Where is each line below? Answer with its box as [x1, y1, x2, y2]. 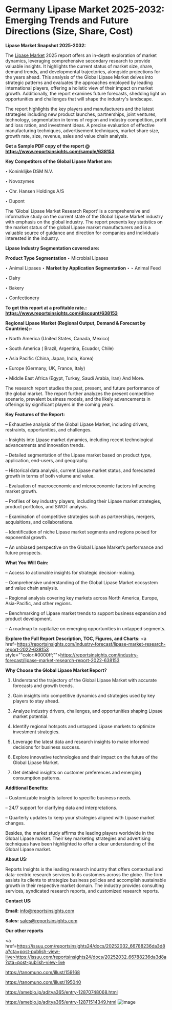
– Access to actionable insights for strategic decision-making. [5, 569, 136, 575]
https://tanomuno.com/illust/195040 [5, 979, 81, 985]
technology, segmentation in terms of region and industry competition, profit [5, 116, 167, 122]
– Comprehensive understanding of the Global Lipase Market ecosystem [5, 579, 158, 585]
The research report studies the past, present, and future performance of [5, 385, 160, 391]
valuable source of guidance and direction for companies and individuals [5, 230, 159, 236]
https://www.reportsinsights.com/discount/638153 [5, 310, 118, 316]
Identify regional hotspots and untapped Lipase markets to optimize [12, 723, 156, 729]
